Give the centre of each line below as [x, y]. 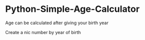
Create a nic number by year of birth [43, 32]
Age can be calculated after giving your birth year [57, 23]
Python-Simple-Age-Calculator [72, 9]
